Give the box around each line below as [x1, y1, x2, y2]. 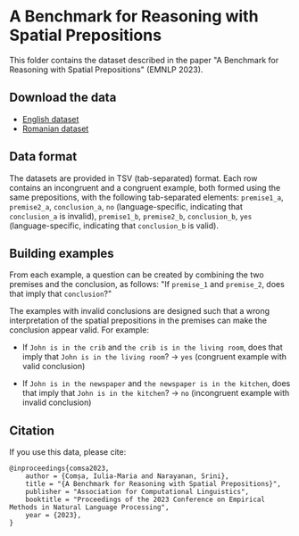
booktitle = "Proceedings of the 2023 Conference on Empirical [25, 495, 266, 505]
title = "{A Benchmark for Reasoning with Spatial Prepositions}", [25, 480, 281, 489]
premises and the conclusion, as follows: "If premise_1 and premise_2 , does [9, 279, 286, 290]
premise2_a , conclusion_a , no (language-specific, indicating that [9, 201, 244, 211]
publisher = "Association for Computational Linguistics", [25, 488, 250, 497]
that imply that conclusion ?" [9, 288, 112, 300]
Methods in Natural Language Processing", [9, 503, 170, 512]
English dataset [21, 113, 79, 124]
